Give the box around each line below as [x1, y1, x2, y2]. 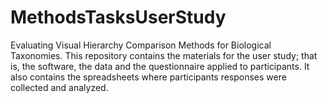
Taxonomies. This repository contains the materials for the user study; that [10, 49, 318, 61]
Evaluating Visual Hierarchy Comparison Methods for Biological [10, 39, 272, 51]
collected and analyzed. [10, 81, 109, 93]
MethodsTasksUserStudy [10, 6, 227, 29]
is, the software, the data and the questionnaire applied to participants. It [10, 60, 310, 72]
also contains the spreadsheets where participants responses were [10, 71, 287, 83]
